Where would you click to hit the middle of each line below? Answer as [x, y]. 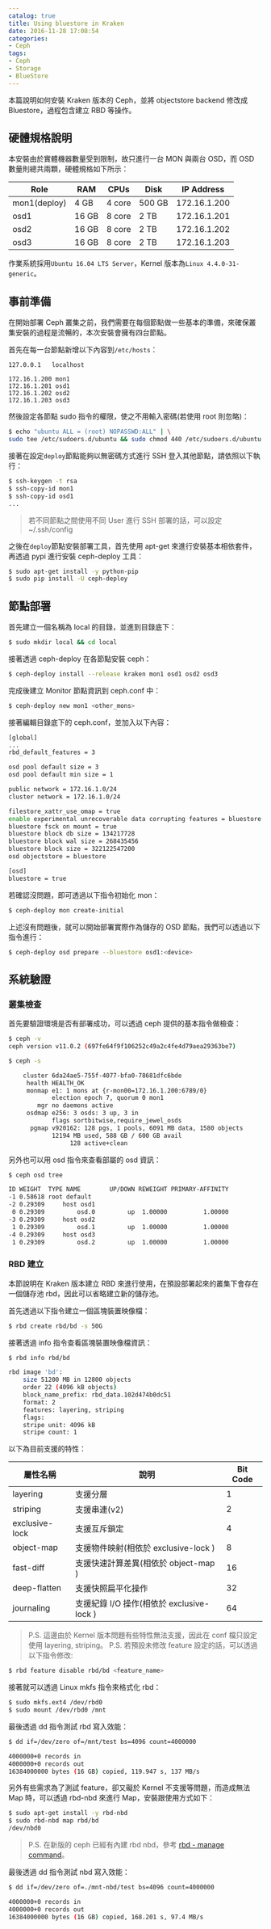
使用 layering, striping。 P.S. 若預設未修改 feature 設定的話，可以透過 [143, 1645]
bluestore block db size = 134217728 [72, 834]
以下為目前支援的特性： [47, 1449]
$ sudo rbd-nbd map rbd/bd [54, 1821]
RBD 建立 [26, 1264]
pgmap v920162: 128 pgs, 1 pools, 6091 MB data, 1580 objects [136, 1128]
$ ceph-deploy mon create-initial [67, 910]
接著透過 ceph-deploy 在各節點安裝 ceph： [80, 659]
